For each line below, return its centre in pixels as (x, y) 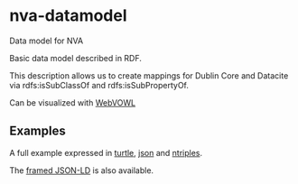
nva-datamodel (69, 16)
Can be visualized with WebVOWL (73, 102)
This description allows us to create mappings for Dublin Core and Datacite (149, 75)
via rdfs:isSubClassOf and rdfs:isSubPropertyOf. (99, 85)
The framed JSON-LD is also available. (82, 170)
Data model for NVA (47, 41)
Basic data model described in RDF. (76, 58)
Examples (37, 131)
